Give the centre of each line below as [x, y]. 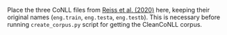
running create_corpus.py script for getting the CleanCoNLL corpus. [105, 24]
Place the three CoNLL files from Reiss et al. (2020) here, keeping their [109, 10]
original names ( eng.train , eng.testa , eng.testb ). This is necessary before [114, 17]
